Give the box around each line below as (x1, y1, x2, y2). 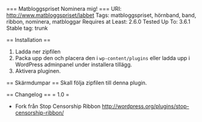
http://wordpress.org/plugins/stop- (102, 103, 190, 110)
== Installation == (6, 36, 51, 43)
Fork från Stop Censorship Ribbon (15, 103, 101, 110)
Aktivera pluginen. (15, 67, 61, 75)
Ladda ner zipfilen (15, 48, 61, 55)
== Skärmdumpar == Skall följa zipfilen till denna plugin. (6, 79, 147, 86)
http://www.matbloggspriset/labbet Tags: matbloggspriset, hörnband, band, (6, 12, 197, 19)
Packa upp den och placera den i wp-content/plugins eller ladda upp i (15, 55, 190, 61)
